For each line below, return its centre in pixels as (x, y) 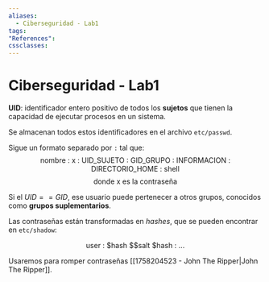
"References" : (32, 38)
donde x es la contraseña (135, 181)
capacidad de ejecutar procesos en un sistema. (87, 117)
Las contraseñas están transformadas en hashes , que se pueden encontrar (133, 222)
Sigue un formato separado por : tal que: (77, 148)
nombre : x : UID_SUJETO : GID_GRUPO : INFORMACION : (135, 160)
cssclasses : (28, 46)
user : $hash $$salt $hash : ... (135, 246)
